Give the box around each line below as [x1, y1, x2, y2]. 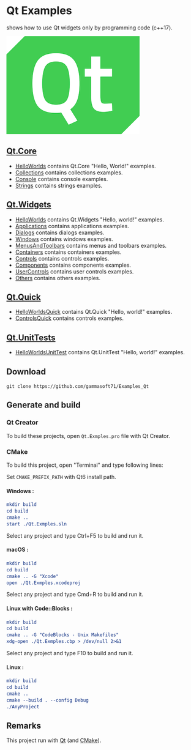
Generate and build [6, 400, 81, 410]
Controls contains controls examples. [15, 254, 110, 262]
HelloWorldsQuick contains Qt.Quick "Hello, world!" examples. [15, 308, 173, 316]
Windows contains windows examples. [15, 235, 113, 242]
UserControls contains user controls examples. [15, 267, 134, 275]
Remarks [6, 721, 42, 731]
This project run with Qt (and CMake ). [6, 737, 102, 744]
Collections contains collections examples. [15, 169, 123, 176]
